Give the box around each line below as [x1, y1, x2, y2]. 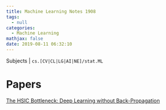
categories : [6, 25, 35, 31]
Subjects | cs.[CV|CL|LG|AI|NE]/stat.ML [6, 57, 104, 64]
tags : [6, 14, 19, 20]
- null [11, 19, 28, 25]
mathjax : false [6, 36, 44, 42]
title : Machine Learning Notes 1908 [6, 8, 96, 15]
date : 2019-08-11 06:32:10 [6, 42, 72, 47]
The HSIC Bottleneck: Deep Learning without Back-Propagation [6, 97, 160, 104]
